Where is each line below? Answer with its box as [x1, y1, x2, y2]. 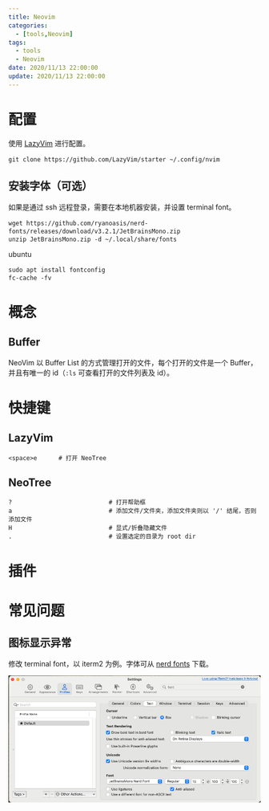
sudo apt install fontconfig [8, 266, 106, 274]
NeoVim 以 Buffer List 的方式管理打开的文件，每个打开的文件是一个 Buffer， [8, 357, 258, 367]
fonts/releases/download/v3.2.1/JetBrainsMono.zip [8, 227, 181, 235]
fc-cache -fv [8, 274, 52, 282]
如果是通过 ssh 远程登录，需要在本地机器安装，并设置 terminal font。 [8, 202, 236, 212]
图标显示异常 [8, 636, 72, 650]
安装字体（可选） [8, 179, 93, 193]
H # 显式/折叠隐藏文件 [8, 524, 168, 532]
